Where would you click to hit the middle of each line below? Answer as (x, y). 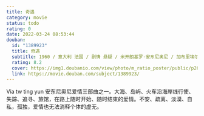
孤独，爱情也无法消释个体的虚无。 (59, 107)
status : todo (23, 23)
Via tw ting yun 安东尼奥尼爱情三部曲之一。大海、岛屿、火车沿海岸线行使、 (100, 92)
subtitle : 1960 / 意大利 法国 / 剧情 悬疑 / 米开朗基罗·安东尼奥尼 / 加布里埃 (103, 57)
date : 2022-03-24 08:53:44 (40, 34)
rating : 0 (19, 29)
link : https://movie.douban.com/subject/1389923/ (76, 74)
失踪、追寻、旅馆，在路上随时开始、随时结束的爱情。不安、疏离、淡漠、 (97, 99)
